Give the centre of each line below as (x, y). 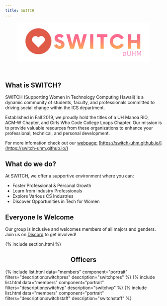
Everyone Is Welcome (40, 217)
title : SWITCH (20, 10)
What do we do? (31, 164)
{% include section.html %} (33, 244)
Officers (83, 260)
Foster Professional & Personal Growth (52, 186)
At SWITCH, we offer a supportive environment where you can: (70, 176)
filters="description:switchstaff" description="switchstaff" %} (69, 298)
